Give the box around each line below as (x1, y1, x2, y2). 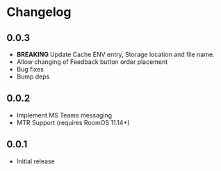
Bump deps (16, 72, 50, 81)
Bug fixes (16, 65, 44, 73)
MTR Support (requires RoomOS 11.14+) (16, 118, 130, 127)
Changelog (6, 4, 72, 20)
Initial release (16, 157, 55, 165)
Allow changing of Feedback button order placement (16, 58, 168, 66)
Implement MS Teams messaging (16, 111, 113, 119)
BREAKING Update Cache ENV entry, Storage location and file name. (16, 50, 215, 58)
